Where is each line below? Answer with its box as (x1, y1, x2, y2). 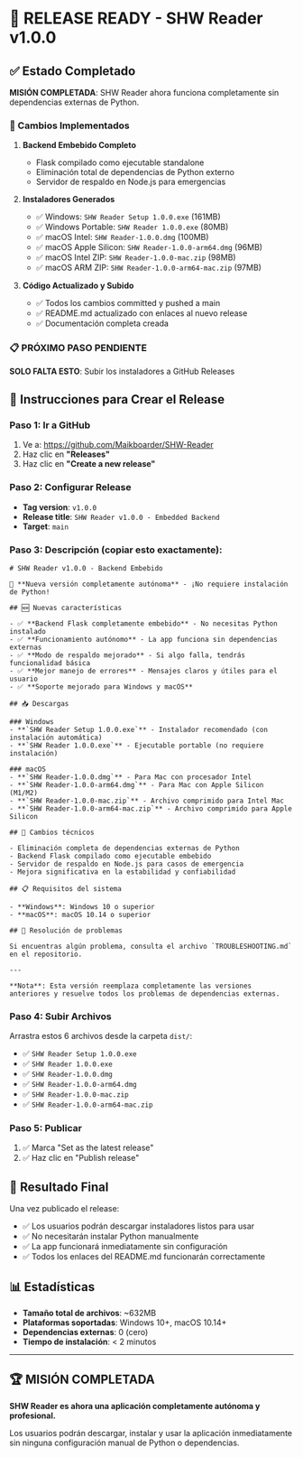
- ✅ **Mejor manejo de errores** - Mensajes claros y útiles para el (9, 666, 278, 675)
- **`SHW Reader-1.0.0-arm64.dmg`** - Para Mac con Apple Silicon (9, 780, 264, 789)
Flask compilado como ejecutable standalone (35, 157, 205, 168)
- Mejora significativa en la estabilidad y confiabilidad (9, 867, 236, 877)
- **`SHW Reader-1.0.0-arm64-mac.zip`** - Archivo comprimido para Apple (9, 803, 293, 813)
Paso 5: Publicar (9, 1122, 83, 1135)
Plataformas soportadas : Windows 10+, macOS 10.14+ (22, 1317, 227, 1328)
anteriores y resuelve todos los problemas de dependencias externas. (9, 988, 280, 998)
